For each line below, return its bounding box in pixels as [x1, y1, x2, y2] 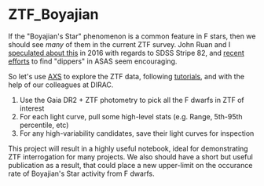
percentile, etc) [19, 120, 69, 129]
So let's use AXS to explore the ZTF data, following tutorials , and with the [8, 71, 245, 81]
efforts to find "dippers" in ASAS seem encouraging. [8, 57, 178, 66]
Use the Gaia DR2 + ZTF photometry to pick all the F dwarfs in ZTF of [19, 95, 245, 104]
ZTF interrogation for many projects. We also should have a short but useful [8, 151, 253, 162]
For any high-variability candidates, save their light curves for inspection [19, 128, 255, 138]
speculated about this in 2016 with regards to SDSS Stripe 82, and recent [8, 48, 245, 57]
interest [19, 104, 45, 113]
